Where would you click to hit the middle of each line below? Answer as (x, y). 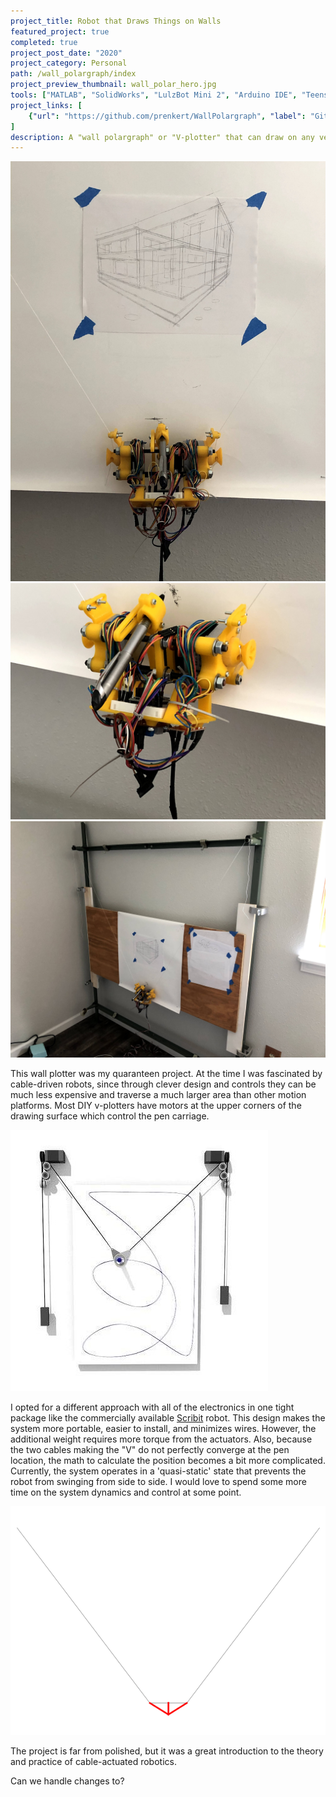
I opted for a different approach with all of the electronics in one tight (152, 1407)
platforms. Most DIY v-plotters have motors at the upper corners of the (156, 1106)
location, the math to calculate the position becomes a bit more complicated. (168, 1461)
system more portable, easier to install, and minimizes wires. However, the (163, 1429)
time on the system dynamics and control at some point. (126, 1492)
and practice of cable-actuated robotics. (93, 1761)
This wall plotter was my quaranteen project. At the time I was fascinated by (166, 1074)
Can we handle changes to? (67, 1781)
